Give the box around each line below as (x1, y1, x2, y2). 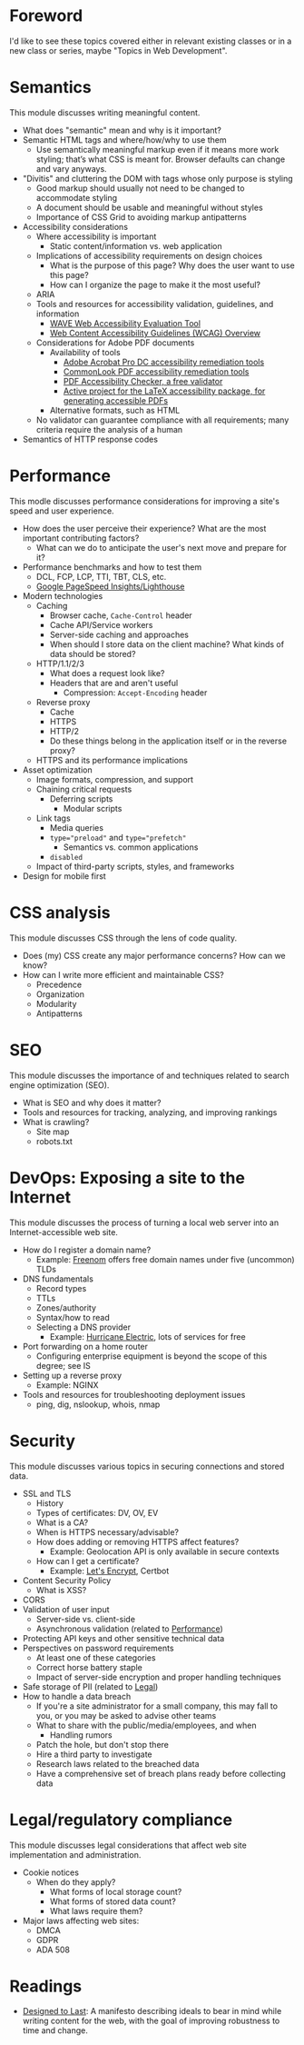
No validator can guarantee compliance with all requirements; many (35, 414, 289, 425)
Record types (35, 1282, 87, 1293)
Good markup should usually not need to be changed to (35, 183, 245, 194)
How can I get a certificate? (35, 1555, 140, 1566)
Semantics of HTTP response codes (22, 434, 159, 444)
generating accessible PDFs (63, 394, 169, 405)
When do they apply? (35, 1876, 116, 1887)
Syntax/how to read (35, 1312, 111, 1322)
